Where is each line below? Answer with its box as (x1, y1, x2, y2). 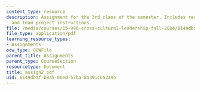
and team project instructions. (11, 20, 93, 25)
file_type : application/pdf (6, 31, 77, 37)
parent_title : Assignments (6, 53, 74, 59)
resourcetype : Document (6, 63, 66, 70)
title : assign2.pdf (6, 69, 55, 75)
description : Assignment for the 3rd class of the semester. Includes (6, 14, 186, 20)
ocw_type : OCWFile (6, 47, 52, 53)
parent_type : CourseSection (6, 58, 77, 64)
